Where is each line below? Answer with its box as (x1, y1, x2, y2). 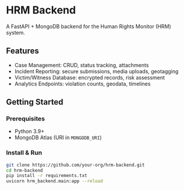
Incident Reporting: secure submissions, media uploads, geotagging (14, 68, 179, 75)
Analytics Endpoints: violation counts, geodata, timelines (14, 80, 151, 87)
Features (6, 46, 39, 56)
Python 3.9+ (14, 128, 45, 135)
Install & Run (6, 148, 43, 157)
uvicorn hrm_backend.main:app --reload (6, 178, 103, 184)
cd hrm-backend (6, 167, 43, 173)
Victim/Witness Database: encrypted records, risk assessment (14, 74, 165, 81)
